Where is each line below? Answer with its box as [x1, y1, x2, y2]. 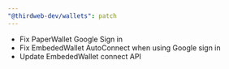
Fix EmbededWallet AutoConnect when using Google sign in [19, 42, 221, 53]
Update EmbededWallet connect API [19, 51, 141, 61]
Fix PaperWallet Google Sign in [19, 34, 123, 44]
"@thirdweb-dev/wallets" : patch [7, 11, 117, 20]
